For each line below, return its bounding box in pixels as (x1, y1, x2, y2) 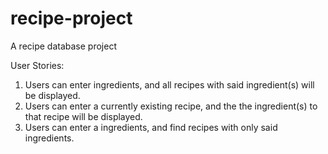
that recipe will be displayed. (24, 110, 143, 122)
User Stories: (10, 59, 65, 71)
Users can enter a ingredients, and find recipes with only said (24, 121, 278, 133)
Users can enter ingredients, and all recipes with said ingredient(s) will (24, 78, 315, 91)
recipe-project (10, 7, 133, 30)
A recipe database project (10, 40, 117, 52)
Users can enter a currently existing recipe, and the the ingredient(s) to (24, 100, 318, 112)
